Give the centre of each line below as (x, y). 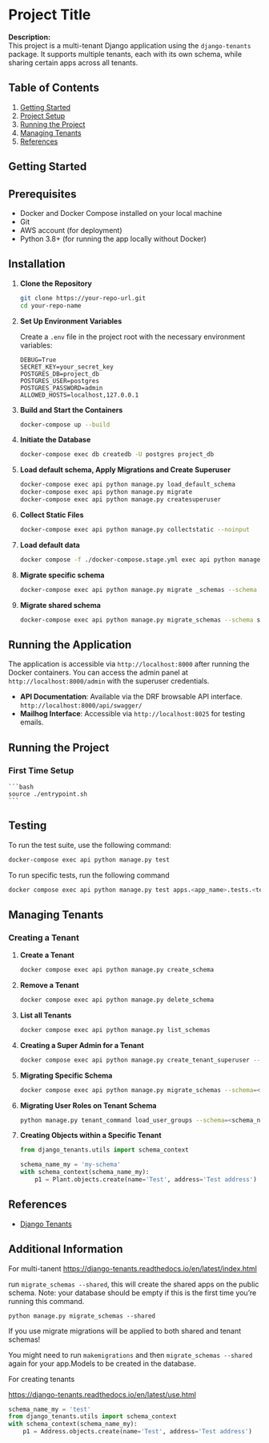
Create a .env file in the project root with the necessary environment (132, 336)
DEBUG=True (38, 360)
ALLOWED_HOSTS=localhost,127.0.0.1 (79, 395)
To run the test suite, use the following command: (90, 845)
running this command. (46, 1301)
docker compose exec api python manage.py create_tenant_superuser (134, 1060)
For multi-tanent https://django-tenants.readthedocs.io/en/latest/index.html (133, 1268)
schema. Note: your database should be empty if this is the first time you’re (132, 1292)
